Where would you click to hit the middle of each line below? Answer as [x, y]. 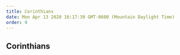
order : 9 [17, 22]
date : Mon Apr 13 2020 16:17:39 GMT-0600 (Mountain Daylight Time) [91, 17]
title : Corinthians [30, 11]
